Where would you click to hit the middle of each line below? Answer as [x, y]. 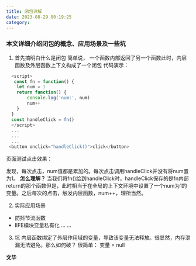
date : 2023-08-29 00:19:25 [39, 17]
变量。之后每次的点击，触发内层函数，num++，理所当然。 [76, 193]
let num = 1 [31, 87]
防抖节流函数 [30, 217]
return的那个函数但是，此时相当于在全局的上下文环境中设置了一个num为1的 [97, 185]
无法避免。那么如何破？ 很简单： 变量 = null [72, 245]
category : [18, 22]
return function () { [42, 92]
